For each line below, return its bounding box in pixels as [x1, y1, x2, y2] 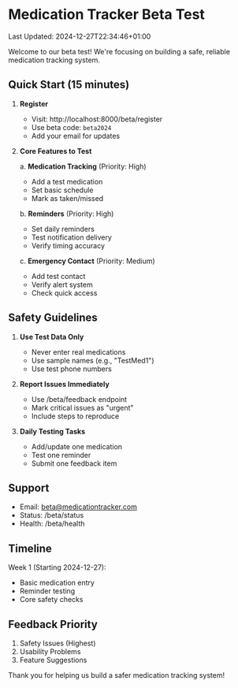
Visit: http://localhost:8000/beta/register [31, 114, 163, 124]
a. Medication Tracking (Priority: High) [19, 162, 147, 171]
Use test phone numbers [31, 364, 112, 374]
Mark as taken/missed [31, 193, 104, 203]
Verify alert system [31, 280, 93, 289]
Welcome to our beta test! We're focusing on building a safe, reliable [8, 46, 231, 56]
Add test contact [31, 271, 86, 281]
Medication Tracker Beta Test [8, 6, 205, 24]
